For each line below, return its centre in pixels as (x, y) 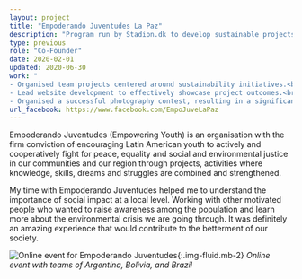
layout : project (40, 17)
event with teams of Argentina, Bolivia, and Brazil (101, 265)
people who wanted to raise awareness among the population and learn (142, 209)
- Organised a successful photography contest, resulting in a (130, 101)
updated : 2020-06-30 (48, 68)
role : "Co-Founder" (46, 51)
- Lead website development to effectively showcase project (126, 92)
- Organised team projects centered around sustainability (122, 84)
